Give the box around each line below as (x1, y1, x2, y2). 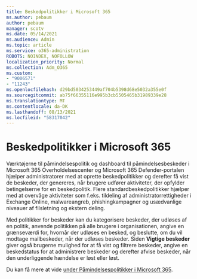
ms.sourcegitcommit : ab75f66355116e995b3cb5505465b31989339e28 (6, 92, 167, 98)
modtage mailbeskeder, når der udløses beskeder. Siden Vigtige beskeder (6, 235, 190, 242)
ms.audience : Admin (6, 37, 55, 43)
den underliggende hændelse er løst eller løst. (6, 254, 119, 262)
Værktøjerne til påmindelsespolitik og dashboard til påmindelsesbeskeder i (6, 160, 190, 168)
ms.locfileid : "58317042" (6, 114, 70, 120)
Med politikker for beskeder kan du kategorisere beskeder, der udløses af (6, 216, 187, 223)
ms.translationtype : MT (6, 98, 66, 104)
